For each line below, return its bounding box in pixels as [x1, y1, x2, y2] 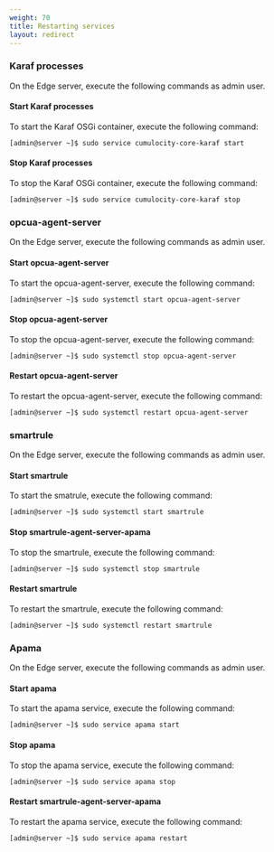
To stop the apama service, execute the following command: [9, 760, 235, 771]
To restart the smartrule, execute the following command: [9, 603, 223, 614]
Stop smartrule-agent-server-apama [9, 527, 151, 538]
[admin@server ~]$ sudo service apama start [9, 720, 180, 730]
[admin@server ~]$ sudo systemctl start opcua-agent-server [9, 295, 241, 304]
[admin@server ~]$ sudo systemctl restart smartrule [9, 621, 213, 630]
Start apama [9, 683, 57, 694]
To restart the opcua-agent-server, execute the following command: [9, 390, 263, 401]
